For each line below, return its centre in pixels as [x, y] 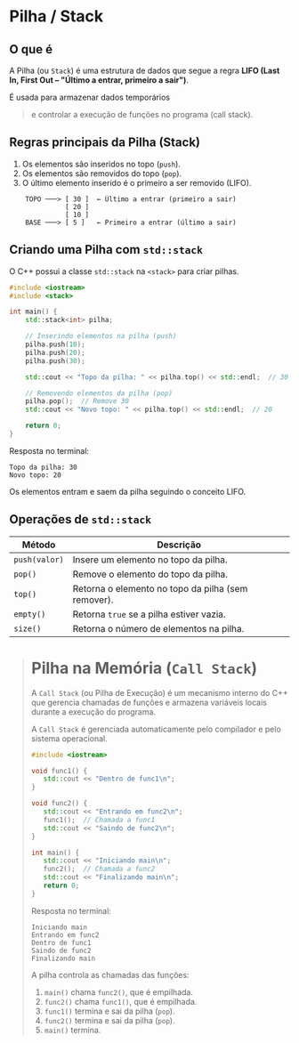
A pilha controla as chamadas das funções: [110, 974]
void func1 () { [59, 771]
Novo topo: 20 [36, 475]
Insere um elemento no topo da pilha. [150, 560]
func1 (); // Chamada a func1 [99, 820]
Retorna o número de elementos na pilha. [158, 628]
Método [39, 545]
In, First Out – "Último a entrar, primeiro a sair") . [99, 80]
